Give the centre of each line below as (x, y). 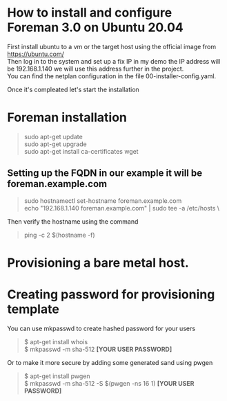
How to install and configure (90, 13)
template (33, 309)
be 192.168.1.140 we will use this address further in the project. (96, 69)
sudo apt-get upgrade (56, 144)
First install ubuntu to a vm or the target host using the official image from (111, 46)
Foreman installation (67, 117)
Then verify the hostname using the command (73, 221)
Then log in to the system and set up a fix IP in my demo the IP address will (114, 61)
